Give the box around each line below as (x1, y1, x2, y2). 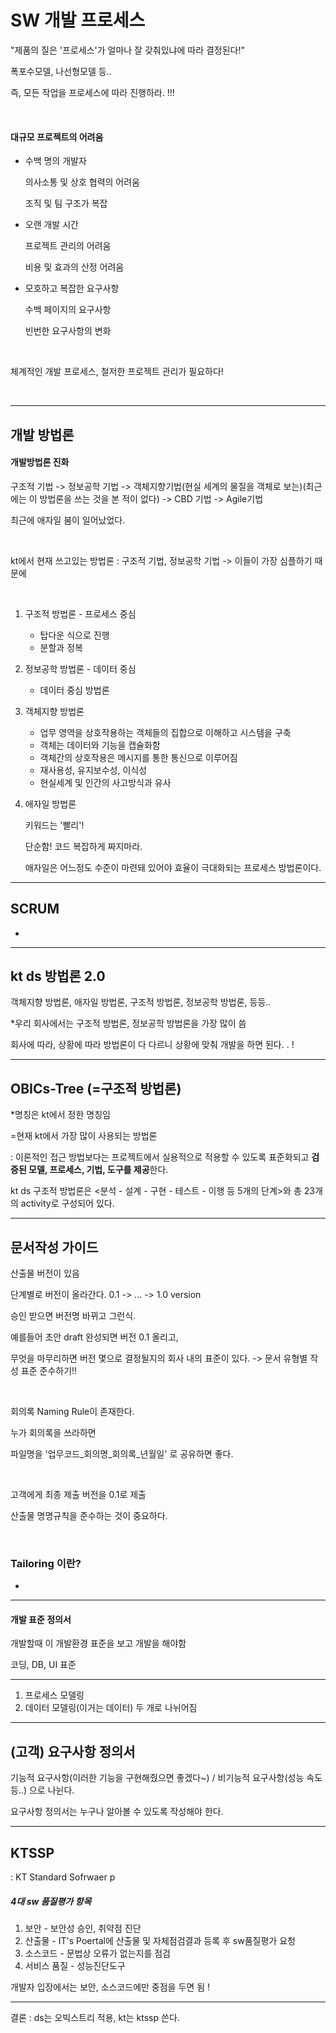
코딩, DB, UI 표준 (10, 1659, 77, 1671)
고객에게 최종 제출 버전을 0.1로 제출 (10, 1488, 147, 1500)
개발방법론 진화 (10, 456, 70, 468)
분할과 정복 (39, 641, 83, 653)
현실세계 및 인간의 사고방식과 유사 (39, 776, 172, 788)
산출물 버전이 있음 (10, 1267, 80, 1279)
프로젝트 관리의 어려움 (24, 240, 112, 252)
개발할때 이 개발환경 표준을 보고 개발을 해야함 (10, 1637, 187, 1650)
